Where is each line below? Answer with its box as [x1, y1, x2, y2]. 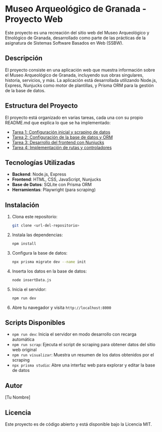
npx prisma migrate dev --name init [12, 259, 86, 264]
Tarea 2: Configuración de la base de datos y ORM [12, 134, 113, 140]
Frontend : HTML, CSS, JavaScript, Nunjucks [12, 176, 102, 182]
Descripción [5, 54, 43, 63]
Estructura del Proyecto [5, 102, 78, 110]
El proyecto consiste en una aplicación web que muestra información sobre [5, 67, 155, 73]
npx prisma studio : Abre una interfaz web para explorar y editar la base [12, 362, 156, 368]
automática [12, 336, 35, 342]
